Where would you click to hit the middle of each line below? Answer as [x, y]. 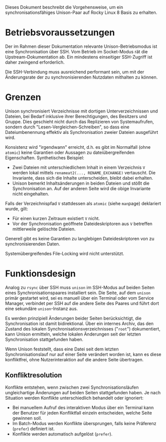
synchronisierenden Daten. [33, 244]
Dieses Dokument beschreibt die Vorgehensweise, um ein [64, 7]
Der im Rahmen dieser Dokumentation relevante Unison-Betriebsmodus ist [81, 46]
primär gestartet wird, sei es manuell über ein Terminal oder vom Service [80, 298]
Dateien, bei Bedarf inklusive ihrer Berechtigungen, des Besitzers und [76, 116]
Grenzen [23, 97]
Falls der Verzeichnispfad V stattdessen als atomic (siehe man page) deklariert [83, 203]
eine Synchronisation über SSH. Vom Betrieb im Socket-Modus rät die [76, 51]
